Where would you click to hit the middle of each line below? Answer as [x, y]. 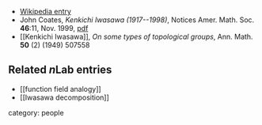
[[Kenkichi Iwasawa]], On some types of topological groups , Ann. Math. [136, 36]
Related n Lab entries [60, 70]
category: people [36, 112]
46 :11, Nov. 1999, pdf [54, 28]
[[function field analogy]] [60, 89]
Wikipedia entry [45, 11]
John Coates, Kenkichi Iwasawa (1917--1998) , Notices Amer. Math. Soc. [137, 20]
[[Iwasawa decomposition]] [64, 97]
